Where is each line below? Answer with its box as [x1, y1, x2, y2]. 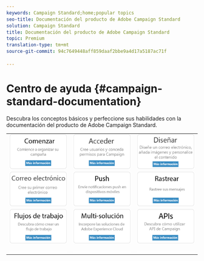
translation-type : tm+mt [6, 42, 69, 48]
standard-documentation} [6, 94, 141, 108]
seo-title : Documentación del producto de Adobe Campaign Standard [6, 16, 181, 23]
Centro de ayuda [6, 82, 92, 96]
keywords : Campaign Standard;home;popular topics [6, 10, 135, 16]
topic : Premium [6, 35, 45, 42]
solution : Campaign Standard [6, 23, 80, 29]
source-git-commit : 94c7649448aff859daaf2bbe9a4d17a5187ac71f [6, 49, 167, 55]
